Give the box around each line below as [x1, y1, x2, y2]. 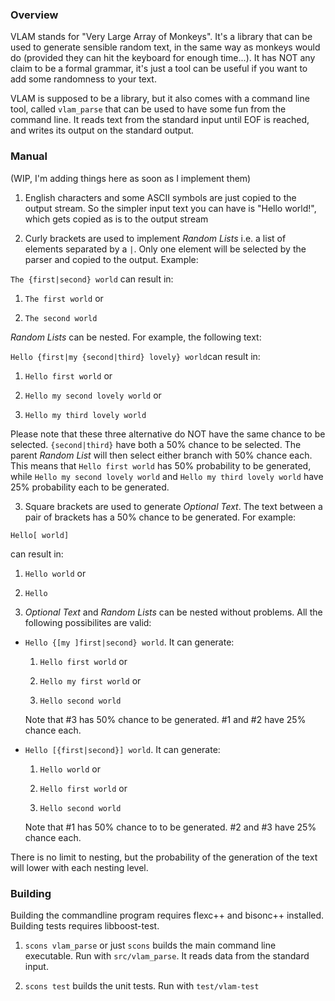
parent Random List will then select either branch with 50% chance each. [10, 449, 313, 461]
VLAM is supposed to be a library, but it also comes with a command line [10, 93, 310, 105]
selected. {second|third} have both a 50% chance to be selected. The [10, 438, 302, 450]
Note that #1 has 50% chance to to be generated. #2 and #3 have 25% [24, 821, 317, 833]
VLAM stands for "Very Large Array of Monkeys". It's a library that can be [10, 31, 313, 43]
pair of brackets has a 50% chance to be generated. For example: [24, 511, 297, 523]
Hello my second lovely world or [24, 389, 162, 401]
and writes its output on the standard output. [10, 124, 195, 137]
